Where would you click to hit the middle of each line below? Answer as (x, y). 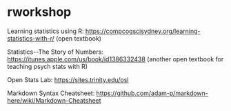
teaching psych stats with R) (48, 66)
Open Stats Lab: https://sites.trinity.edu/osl (68, 79)
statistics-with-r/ (31, 38)
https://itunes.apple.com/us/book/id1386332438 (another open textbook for (115, 59)
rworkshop (39, 12)
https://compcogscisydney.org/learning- (143, 31)
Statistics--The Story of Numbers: (55, 52)
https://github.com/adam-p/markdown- (152, 93)
